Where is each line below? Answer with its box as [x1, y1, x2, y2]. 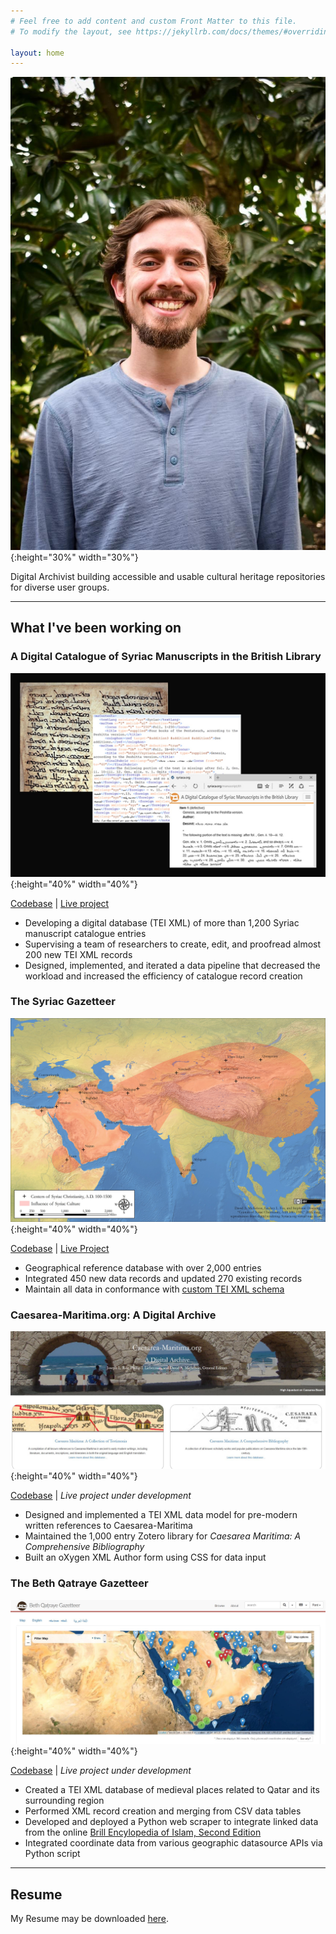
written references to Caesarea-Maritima [24, 1520, 193, 1532]
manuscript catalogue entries [24, 927, 147, 939]
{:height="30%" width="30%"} [10, 551, 139, 563]
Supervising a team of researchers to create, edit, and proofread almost [24, 938, 322, 950]
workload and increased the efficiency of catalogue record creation [24, 970, 303, 982]
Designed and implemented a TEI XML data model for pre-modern [24, 1509, 298, 1521]
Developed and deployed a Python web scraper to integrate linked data [24, 1816, 319, 1828]
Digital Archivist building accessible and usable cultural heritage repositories [10, 570, 326, 582]
